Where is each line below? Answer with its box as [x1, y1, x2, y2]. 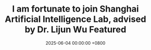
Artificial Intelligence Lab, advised [5, 14, 146, 25]
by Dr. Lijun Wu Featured [24, 24, 127, 35]
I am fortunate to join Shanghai [12, 3, 139, 15]
